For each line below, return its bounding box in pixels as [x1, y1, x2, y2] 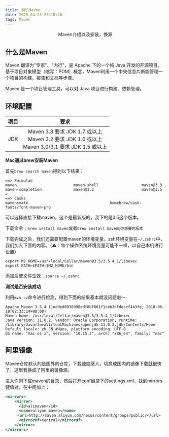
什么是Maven [5, 48, 48, 56]
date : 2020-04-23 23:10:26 [5, 12, 62, 17]
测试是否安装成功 [5, 284, 41, 289]
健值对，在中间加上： [5, 384, 50, 390]
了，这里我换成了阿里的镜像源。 [5, 366, 72, 373]
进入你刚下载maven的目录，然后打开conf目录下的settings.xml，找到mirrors [5, 378, 162, 384]
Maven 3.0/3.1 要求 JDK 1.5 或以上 [23, 143, 108, 150]
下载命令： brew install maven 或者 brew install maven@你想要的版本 [5, 225, 144, 231]
